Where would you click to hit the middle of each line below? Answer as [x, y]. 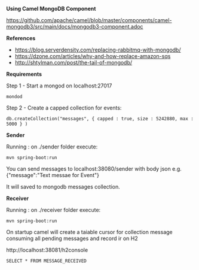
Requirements [24, 74]
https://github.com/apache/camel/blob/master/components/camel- [89, 20]
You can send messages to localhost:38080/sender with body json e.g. [94, 169]
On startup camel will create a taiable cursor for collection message [89, 232]
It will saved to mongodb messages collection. [63, 187]
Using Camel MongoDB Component [51, 9]
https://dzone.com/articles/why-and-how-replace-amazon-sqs [93, 56]
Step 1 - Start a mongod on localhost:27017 [59, 86]
